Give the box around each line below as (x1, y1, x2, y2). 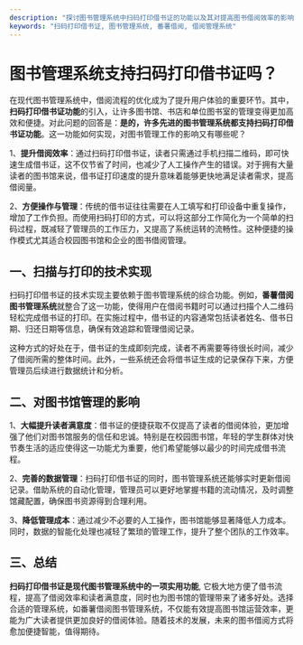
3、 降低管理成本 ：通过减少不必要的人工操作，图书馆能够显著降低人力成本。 (9, 515, 291, 526)
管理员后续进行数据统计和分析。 (9, 365, 128, 376)
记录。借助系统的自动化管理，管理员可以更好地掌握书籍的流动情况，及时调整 (9, 484, 294, 495)
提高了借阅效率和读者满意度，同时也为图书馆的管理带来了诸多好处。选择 (24, 592, 294, 603)
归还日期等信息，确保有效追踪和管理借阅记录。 (24, 323, 199, 334)
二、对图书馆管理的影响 (9, 394, 140, 409)
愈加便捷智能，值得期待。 (9, 625, 105, 637)
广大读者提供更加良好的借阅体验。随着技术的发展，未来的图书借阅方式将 (24, 614, 294, 625)
